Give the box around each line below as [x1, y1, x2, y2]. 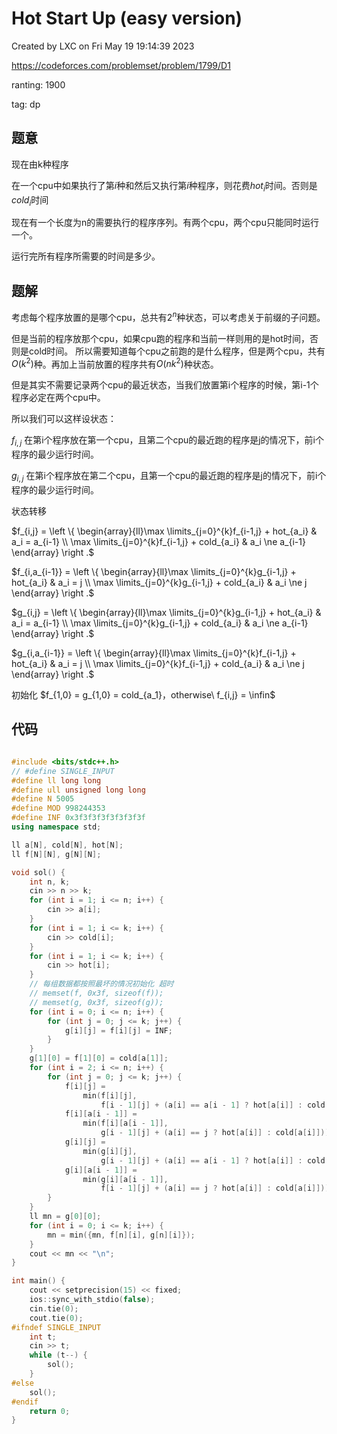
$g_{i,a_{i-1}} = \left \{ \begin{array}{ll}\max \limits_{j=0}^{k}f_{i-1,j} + [11, 647, 297, 659]
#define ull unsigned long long [11, 785, 146, 795]
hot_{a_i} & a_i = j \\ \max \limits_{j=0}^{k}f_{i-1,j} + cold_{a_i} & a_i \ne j [11, 658, 305, 670]
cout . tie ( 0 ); [29, 1313, 84, 1323]
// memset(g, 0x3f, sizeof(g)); [29, 997, 164, 1007]
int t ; [29, 1332, 57, 1342]
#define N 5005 [11, 794, 75, 804]
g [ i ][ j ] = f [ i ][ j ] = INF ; [64, 1025, 173, 1036]
